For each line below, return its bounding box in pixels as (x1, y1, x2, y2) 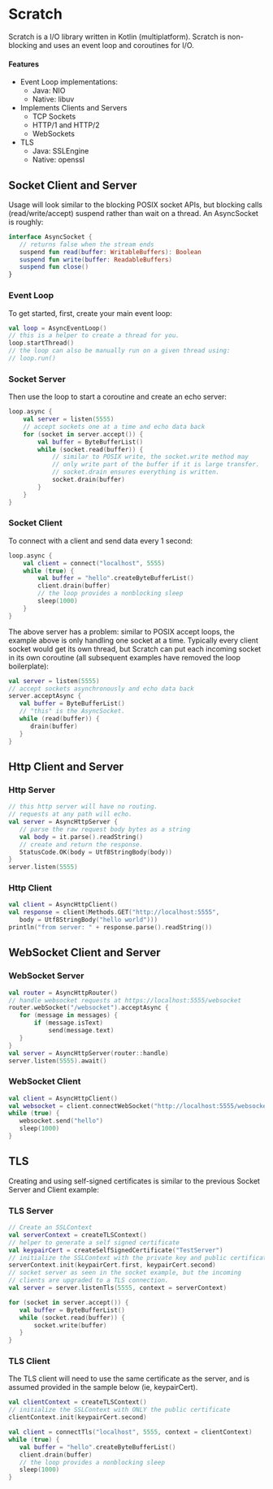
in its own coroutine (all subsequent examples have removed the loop (8, 652, 241, 662)
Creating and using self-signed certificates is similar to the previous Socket (8, 1175, 260, 1186)
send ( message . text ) (48, 1027, 115, 1035)
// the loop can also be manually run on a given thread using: (8, 347, 231, 355)
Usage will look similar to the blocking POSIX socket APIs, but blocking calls (8, 200, 262, 210)
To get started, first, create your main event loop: (8, 308, 173, 318)
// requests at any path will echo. (8, 810, 132, 819)
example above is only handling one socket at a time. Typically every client (8, 635, 258, 645)
